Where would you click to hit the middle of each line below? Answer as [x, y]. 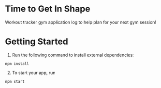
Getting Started [37, 42]
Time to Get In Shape [48, 9]
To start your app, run [34, 73]
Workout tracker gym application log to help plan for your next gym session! [80, 22]
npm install [17, 63]
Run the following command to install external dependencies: [73, 55]
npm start [15, 81]
